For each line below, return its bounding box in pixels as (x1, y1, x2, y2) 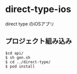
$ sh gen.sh (5, 55, 30, 60)
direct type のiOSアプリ (5, 21, 55, 27)
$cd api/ (5, 50, 24, 56)
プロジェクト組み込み (5, 37, 72, 46)
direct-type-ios (5, 4, 71, 15)
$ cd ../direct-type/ (5, 59, 51, 64)
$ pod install (5, 64, 35, 69)
